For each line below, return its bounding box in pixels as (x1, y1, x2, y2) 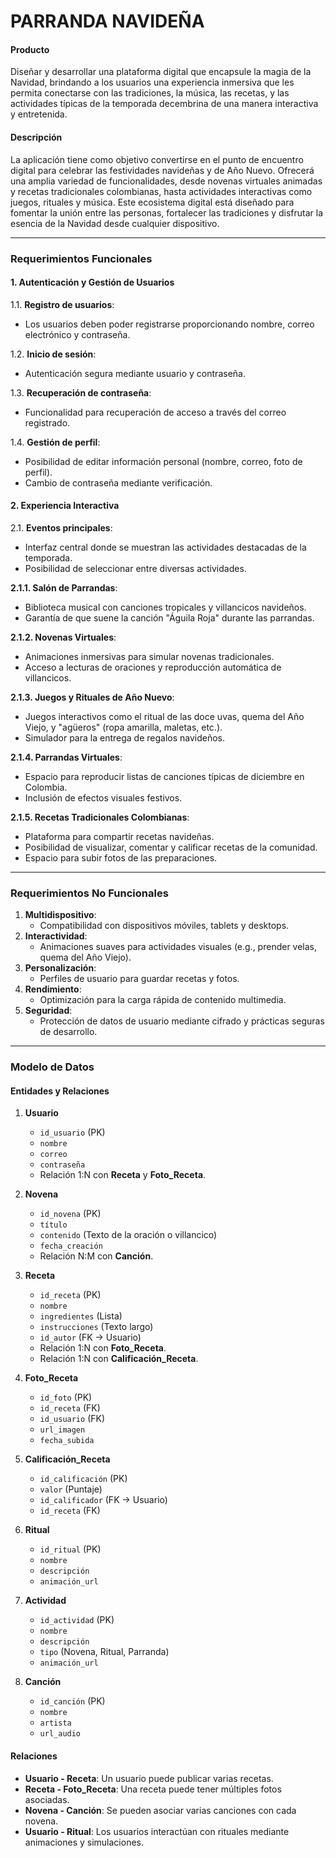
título (39, 1220, 68, 1230)
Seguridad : (24, 1005, 73, 1017)
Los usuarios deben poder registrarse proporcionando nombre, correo (24, 318, 315, 330)
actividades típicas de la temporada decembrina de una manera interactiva (10, 98, 319, 110)
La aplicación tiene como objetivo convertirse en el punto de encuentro (10, 153, 304, 165)
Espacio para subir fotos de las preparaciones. (24, 851, 218, 864)
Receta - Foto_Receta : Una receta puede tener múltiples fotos (24, 1783, 282, 1795)
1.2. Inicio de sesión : (10, 348, 97, 360)
